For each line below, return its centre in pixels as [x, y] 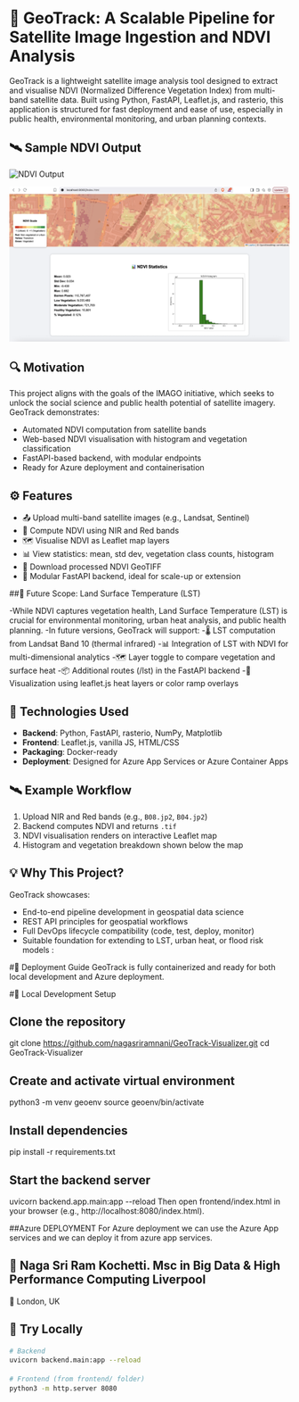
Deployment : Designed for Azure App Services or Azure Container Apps [155, 761]
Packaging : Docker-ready [70, 752]
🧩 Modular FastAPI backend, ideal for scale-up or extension [131, 577]
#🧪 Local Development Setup [63, 993]
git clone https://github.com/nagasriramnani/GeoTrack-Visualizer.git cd [139, 1043]
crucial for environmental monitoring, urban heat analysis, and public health [148, 620]
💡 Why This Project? [67, 873]
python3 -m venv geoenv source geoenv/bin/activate [107, 1102]
